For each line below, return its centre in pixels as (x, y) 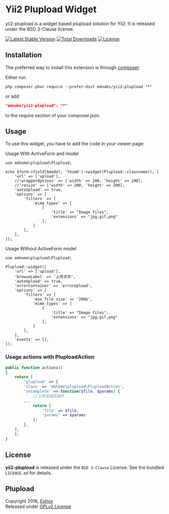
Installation (24, 55)
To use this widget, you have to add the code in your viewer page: (75, 144)
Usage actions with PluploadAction (50, 357)
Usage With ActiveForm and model (42, 154)
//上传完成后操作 (48, 396)
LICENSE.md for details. (29, 473)
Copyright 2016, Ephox (29, 501)
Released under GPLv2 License (38, 507)
